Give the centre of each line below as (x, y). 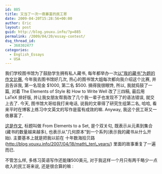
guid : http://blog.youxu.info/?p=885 (43, 32)
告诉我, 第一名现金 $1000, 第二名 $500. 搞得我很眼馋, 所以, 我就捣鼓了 (79, 86)
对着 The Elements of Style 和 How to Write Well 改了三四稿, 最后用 (78, 91)
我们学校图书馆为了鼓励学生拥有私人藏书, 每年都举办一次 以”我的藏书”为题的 (80, 73)
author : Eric (18, 23)
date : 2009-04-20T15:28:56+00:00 (39, 18)
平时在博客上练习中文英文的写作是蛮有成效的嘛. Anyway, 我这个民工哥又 (81, 110)
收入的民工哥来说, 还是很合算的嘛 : (39, 166)
